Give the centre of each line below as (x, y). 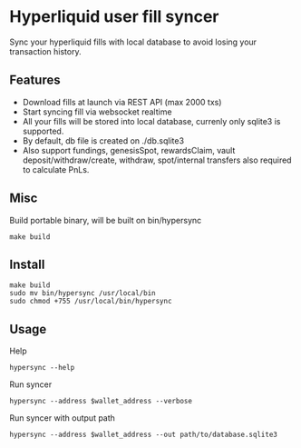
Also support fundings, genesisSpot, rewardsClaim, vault (129, 150)
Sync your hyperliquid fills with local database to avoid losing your (133, 42)
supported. (43, 131)
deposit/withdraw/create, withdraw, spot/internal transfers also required (157, 160)
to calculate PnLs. (56, 169)
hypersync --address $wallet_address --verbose (101, 402)
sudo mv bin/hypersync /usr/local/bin (83, 294)
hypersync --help (42, 368)
